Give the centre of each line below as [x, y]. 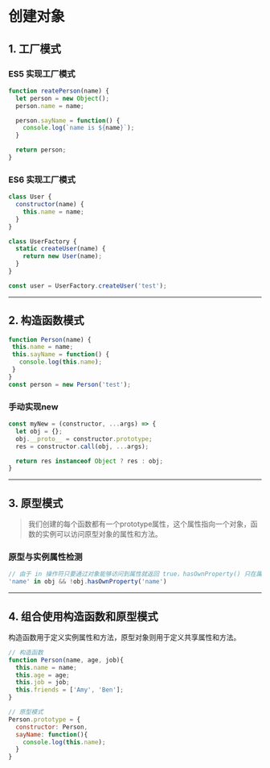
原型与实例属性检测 [45, 557]
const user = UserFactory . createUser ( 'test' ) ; [88, 286]
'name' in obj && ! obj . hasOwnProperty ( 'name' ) [88, 582]
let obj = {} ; [39, 431]
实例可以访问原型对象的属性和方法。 [102, 534]
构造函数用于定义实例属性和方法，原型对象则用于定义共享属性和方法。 [125, 637]
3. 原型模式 [36, 503]
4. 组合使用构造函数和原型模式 [83, 616]
